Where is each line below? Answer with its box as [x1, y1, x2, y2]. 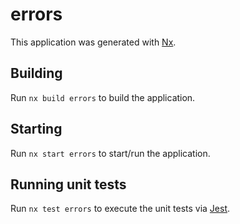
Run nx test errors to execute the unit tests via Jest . [10, 203, 231, 215]
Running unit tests [10, 176, 127, 193]
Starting [10, 121, 63, 138]
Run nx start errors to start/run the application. [10, 147, 211, 159]
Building [10, 65, 63, 82]
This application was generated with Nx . [10, 36, 177, 48]
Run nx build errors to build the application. [10, 91, 196, 103]
